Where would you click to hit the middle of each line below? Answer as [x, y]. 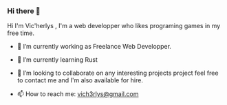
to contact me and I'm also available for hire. [80, 80]
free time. [21, 33]
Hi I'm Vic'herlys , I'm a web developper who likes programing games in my [114, 26]
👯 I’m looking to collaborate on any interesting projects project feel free [118, 73]
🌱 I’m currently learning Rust [57, 60]
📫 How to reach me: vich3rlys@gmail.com [78, 94]
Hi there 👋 [24, 11]
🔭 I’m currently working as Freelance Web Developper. [94, 47]
